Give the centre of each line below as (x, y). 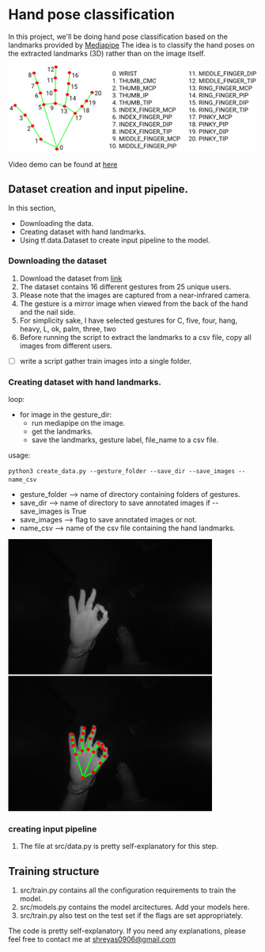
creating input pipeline (53, 829)
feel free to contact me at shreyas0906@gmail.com (92, 939)
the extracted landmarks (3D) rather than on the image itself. (107, 53)
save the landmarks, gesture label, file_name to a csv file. (125, 440)
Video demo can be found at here (63, 164)
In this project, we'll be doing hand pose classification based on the (118, 36)
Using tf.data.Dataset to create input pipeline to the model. (115, 240)
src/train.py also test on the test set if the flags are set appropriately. (131, 916)
